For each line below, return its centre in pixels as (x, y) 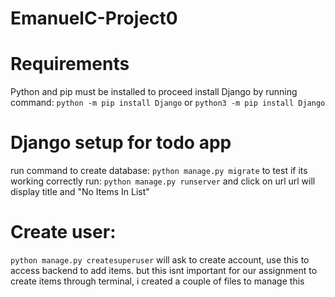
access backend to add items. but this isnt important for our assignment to (164, 270)
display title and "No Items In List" (80, 192)
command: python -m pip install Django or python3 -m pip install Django (168, 103)
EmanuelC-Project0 (94, 18)
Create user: (63, 232)
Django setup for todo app (121, 143)
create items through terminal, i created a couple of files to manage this (157, 281)
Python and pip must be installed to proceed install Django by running (154, 92)
